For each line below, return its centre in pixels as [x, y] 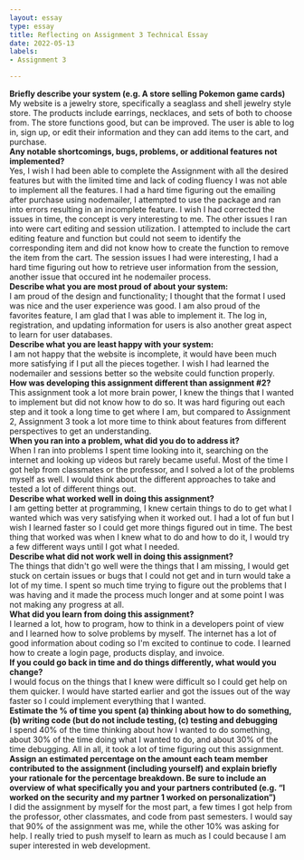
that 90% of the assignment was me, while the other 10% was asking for [144, 826]
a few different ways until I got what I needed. [95, 547]
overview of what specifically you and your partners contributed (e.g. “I [147, 787]
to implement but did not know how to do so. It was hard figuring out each [147, 402]
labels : [24, 52]
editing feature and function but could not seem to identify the [125, 238]
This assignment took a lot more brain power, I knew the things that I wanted [152, 392]
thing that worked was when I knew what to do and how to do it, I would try [149, 537]
